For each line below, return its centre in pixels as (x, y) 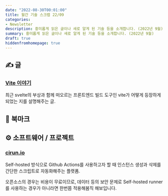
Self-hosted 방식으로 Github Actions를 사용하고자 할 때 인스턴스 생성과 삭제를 (83, 164)
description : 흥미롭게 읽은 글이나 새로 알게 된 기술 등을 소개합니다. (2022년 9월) (84, 29)
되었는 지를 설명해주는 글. (31, 101)
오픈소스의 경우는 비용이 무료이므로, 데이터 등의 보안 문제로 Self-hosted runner (84, 182)
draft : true (18, 39)
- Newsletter (19, 24)
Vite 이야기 (18, 83)
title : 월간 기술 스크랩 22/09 (35, 15)
